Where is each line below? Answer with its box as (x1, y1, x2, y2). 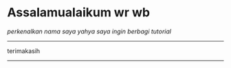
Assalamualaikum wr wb (7, 5, 150, 20)
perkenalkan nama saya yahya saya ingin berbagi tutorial (7, 27, 172, 35)
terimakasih (7, 46, 41, 55)
